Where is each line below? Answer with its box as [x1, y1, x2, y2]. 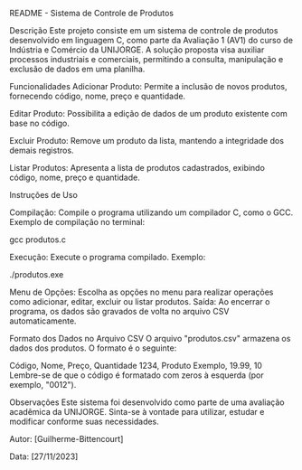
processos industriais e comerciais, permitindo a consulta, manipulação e [9, 54, 284, 64]
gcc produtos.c [9, 234, 66, 245]
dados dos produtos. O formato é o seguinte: [9, 343, 177, 353]
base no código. [9, 117, 71, 128]
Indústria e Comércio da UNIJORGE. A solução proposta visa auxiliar [9, 44, 265, 55]
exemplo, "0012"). [9, 380, 77, 390]
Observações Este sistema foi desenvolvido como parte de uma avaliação [9, 397, 285, 408]
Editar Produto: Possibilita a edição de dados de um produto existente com [9, 108, 288, 118]
